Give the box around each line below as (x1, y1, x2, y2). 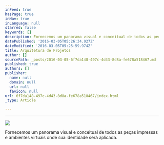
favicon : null (9, 89, 38, 94)
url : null (9, 84, 29, 89)
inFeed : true (5, 7, 32, 12)
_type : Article (5, 98, 36, 103)
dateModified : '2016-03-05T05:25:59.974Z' (5, 43, 93, 48)
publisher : (5, 71, 27, 76)
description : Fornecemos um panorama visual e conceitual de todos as (5, 35, 152, 40)
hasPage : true (5, 12, 34, 17)
